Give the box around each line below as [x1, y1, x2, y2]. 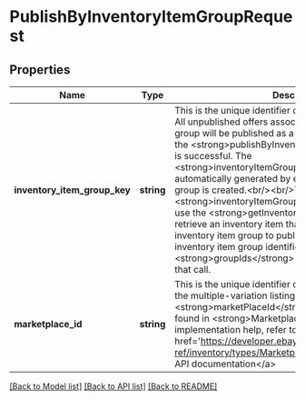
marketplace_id [14, 318, 83, 330]
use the [173, 206, 207, 219]
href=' [173, 335, 202, 347]
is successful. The [173, 150, 252, 162]
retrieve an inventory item [173, 218, 284, 230]
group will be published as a [173, 127, 294, 139]
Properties [9, 62, 71, 77]
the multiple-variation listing [173, 289, 296, 302]
